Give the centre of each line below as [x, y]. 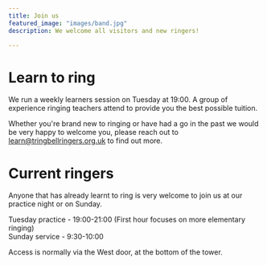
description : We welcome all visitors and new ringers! [104, 31]
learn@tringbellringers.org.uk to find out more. [86, 141]
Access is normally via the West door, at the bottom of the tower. [115, 252]
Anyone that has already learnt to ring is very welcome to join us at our [125, 196]
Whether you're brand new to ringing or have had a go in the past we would [133, 124]
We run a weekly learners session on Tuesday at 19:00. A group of [118, 100]
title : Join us [34, 16]
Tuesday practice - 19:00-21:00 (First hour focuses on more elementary [127, 220]
